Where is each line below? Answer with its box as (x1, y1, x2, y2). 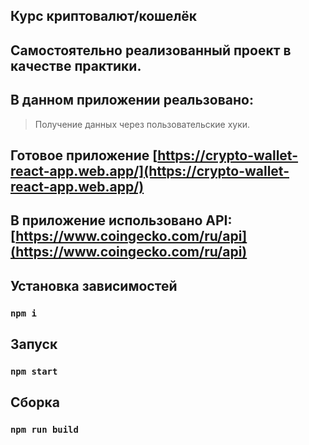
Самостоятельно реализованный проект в (10, 42, 292, 59)
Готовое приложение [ (10, 147, 158, 164)
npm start (10, 366, 58, 377)
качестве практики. (10, 57, 142, 74)
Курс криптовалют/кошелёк (10, 8, 198, 25)
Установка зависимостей (10, 277, 178, 294)
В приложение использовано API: (10, 212, 233, 229)
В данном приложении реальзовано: (10, 92, 254, 109)
